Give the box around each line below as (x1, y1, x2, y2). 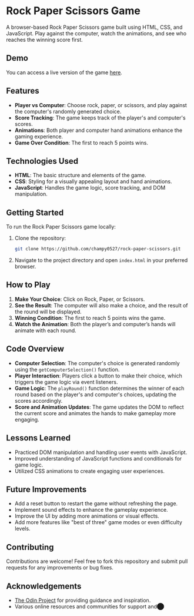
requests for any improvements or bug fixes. (6, 564, 113, 571)
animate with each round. (14, 327, 76, 334)
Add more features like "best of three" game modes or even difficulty (14, 519, 182, 526)
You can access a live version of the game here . (6, 69, 122, 76)
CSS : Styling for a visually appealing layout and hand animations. (14, 178, 172, 185)
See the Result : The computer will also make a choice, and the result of (14, 302, 188, 309)
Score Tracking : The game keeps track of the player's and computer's (14, 114, 186, 121)
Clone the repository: (14, 234, 66, 242)
